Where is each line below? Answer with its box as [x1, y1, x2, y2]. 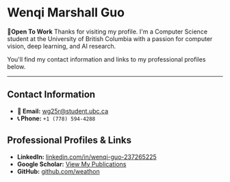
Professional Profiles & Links [7, 135, 132, 146]
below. [7, 62, 26, 70]
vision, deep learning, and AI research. [7, 42, 116, 50]
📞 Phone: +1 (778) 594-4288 [16, 114, 96, 122]
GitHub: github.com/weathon [16, 167, 101, 175]
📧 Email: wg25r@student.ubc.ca [16, 107, 109, 115]
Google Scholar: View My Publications [16, 159, 127, 168]
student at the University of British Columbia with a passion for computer [7, 34, 213, 42]
